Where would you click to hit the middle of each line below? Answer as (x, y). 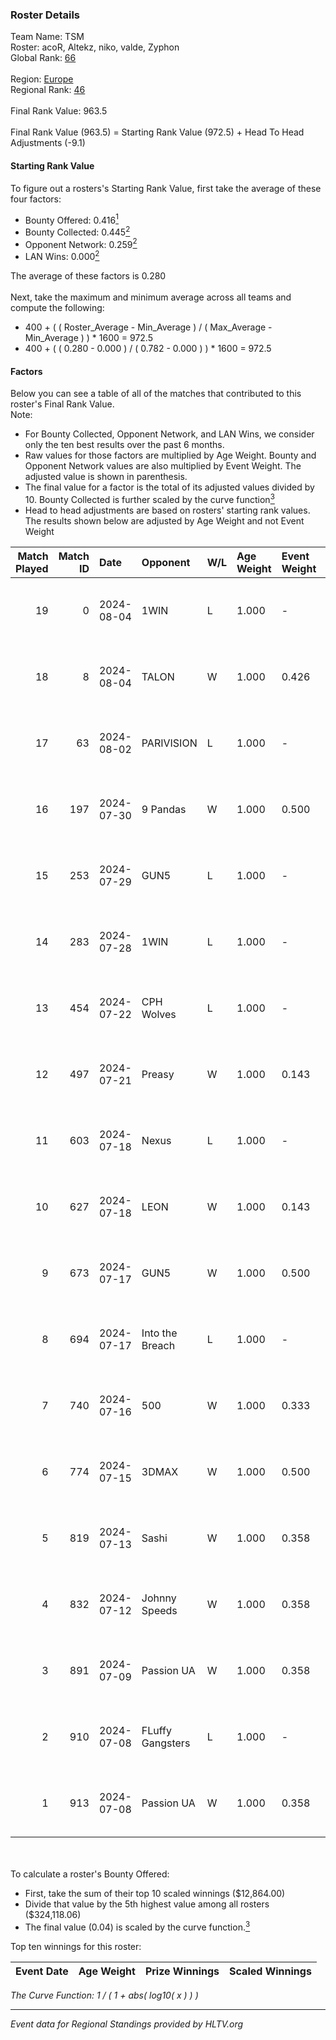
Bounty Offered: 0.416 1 (71, 219)
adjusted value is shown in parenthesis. (106, 477)
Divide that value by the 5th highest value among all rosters (147, 1904)
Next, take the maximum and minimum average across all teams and (151, 297)
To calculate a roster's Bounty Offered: (90, 1874)
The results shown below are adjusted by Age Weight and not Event (164, 520)
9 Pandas (164, 809)
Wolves (159, 1014)
